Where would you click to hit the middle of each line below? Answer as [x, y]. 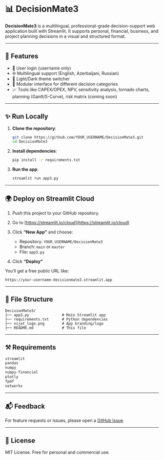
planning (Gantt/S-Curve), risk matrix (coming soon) [64, 96]
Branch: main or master [42, 247]
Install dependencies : [34, 151]
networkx [14, 386]
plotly [12, 377]
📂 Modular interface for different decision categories [65, 84]
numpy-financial [21, 372]
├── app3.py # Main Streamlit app [55, 315]
